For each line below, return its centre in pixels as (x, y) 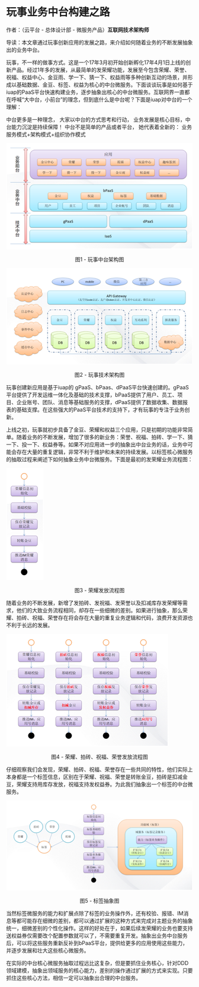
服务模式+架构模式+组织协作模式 (46, 134)
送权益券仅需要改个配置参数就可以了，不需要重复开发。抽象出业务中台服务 (97, 935)
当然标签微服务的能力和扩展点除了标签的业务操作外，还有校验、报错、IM (95, 913)
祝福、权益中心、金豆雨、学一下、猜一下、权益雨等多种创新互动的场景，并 (97, 77)
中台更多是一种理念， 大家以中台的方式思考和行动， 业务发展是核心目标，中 (98, 119)
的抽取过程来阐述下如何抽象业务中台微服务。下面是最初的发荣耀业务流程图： (99, 459)
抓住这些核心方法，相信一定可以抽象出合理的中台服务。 (73, 978)
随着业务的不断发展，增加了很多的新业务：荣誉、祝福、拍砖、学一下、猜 (105, 437)
